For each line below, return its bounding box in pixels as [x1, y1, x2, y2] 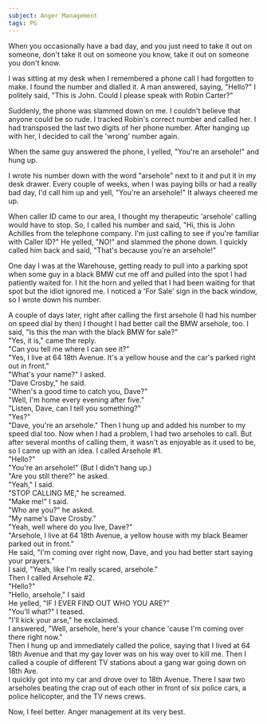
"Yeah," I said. [8, 479, 54, 489]
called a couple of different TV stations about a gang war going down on [8, 657, 246, 667]
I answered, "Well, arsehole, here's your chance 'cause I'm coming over [8, 624, 245, 633]
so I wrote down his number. [8, 294, 102, 304]
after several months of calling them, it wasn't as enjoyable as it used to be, [8, 437, 257, 447]
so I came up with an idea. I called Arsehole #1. [8, 446, 163, 455]
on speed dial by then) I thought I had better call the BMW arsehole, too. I [8, 318, 249, 328]
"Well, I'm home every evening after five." [8, 395, 145, 404]
